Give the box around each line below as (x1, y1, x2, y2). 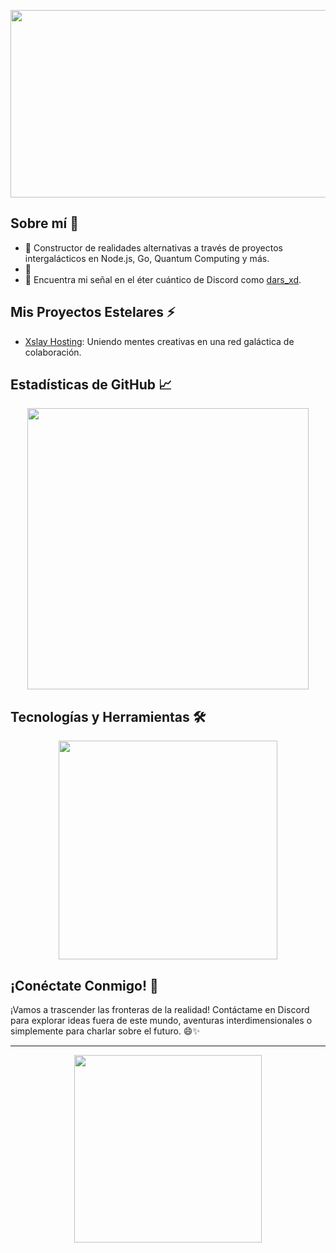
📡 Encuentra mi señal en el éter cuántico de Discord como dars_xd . (24, 273, 302, 285)
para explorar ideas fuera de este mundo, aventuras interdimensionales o (10, 1015, 313, 1027)
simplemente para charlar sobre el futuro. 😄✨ (10, 1025, 200, 1037)
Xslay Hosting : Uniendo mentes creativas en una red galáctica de (24, 335, 295, 347)
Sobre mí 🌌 (10, 215, 79, 232)
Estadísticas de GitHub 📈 (10, 376, 173, 394)
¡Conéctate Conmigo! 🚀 (10, 977, 159, 994)
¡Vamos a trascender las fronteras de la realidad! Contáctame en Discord (10, 1004, 310, 1016)
